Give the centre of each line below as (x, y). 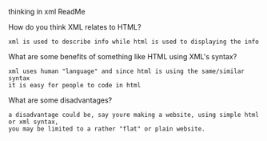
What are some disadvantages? (60, 100)
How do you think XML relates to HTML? (75, 27)
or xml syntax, (34, 122)
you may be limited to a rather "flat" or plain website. (107, 129)
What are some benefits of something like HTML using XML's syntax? (123, 56)
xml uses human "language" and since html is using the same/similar (127, 71)
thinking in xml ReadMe (47, 12)
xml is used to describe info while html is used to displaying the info (134, 42)
